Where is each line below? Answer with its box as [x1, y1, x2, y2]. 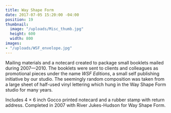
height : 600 [10, 31, 36, 36]
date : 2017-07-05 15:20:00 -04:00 [5, 12, 80, 17]
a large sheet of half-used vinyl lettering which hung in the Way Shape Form [5, 81, 166, 87]
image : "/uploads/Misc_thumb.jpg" [10, 27, 84, 32]
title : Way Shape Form [5, 7, 54, 13]
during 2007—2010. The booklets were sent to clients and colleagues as [5, 65, 158, 71]
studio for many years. [5, 86, 53, 93]
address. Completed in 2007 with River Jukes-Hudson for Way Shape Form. [5, 102, 166, 108]
